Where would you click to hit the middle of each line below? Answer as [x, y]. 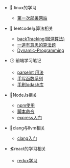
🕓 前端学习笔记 [25, 60]
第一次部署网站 [32, 18]
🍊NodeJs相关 [23, 95]
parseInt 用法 [30, 72]
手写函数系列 [30, 78]
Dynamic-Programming [41, 50]
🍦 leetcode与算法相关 [31, 28]
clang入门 [27, 138]
